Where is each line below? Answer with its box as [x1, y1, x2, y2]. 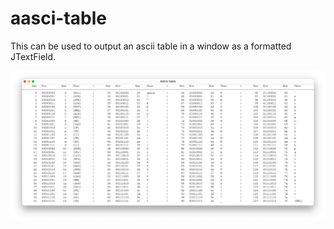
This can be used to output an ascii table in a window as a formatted [10, 40, 292, 52]
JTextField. [10, 50, 57, 62]
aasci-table [10, 7, 107, 30]
